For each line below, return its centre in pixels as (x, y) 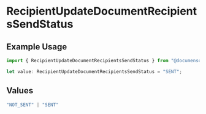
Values (20, 91)
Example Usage (37, 47)
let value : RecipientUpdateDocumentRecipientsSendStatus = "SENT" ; (94, 71)
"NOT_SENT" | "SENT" (33, 105)
